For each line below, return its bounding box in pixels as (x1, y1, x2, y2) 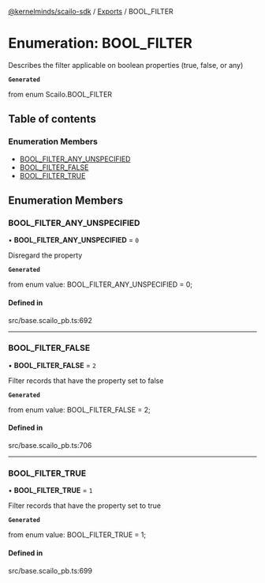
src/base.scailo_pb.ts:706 (8, 441, 92, 450)
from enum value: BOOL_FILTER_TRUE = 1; (8, 530, 147, 540)
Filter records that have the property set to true (8, 501, 162, 510)
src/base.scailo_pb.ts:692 (8, 315, 92, 325)
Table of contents (8, 112, 96, 126)
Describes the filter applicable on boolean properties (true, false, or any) (8, 60, 244, 70)
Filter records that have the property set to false (8, 375, 164, 386)
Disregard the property (8, 250, 83, 260)
